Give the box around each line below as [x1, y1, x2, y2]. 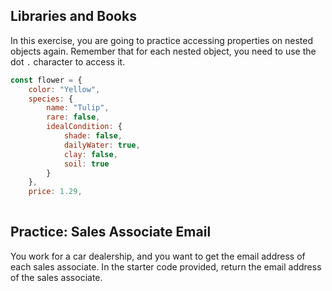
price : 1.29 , [28, 187, 83, 197]
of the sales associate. [10, 271, 103, 283]
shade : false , [63, 131, 123, 141]
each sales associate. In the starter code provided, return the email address [10, 260, 322, 273]
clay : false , [63, 149, 118, 159]
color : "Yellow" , [28, 84, 101, 94]
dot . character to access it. [10, 55, 126, 68]
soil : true [63, 159, 110, 169]
